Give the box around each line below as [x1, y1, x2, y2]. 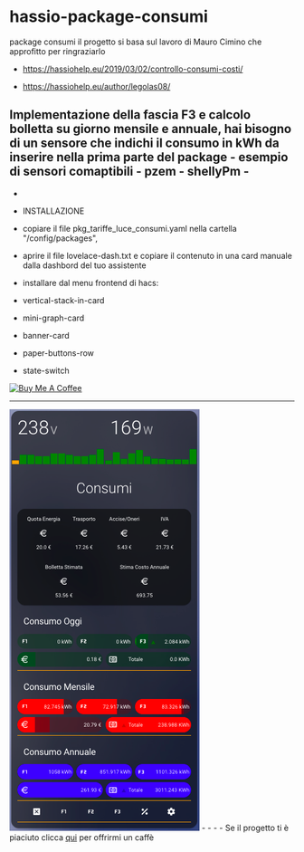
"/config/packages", [22, 233, 98, 244]
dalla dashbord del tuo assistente [22, 260, 147, 271]
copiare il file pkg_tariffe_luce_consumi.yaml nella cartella [22, 223, 237, 234]
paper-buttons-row [22, 347, 95, 359]
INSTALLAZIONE [22, 206, 85, 216]
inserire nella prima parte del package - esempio [9, 149, 289, 165]
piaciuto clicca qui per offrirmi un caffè [9, 831, 155, 843]
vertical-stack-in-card [22, 294, 105, 305]
